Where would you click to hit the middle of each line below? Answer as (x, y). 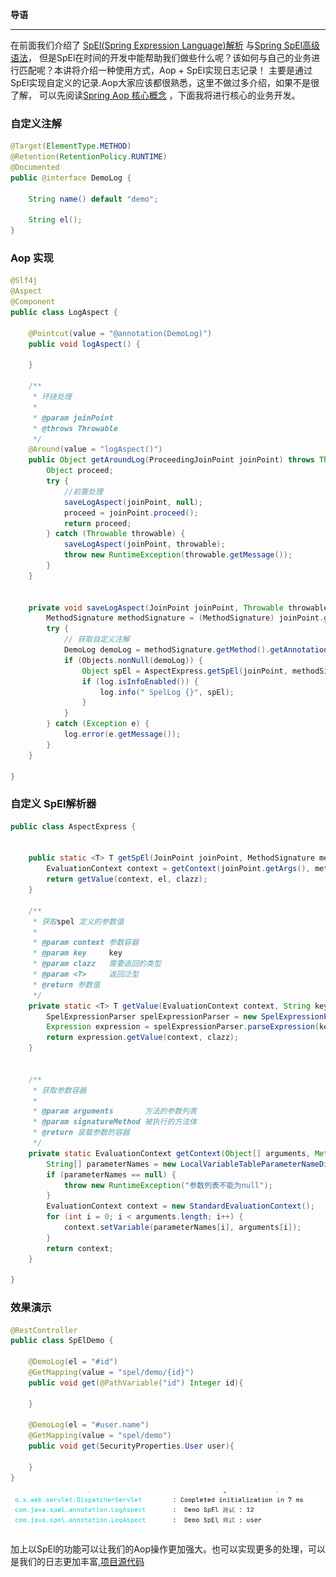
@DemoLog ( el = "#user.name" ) (89, 1425)
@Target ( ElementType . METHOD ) (71, 146)
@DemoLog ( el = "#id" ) (73, 1362)
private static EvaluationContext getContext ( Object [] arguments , (169, 1153)
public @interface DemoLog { (71, 178)
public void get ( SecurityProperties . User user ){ (131, 1446)
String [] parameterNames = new (111, 1164)
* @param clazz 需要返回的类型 (97, 964)
